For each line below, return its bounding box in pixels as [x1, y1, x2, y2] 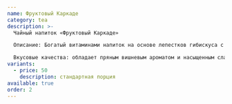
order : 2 [7, 86, 32, 93]
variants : [7, 61, 36, 67]
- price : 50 [13, 67, 48, 74]
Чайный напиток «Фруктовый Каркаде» [13, 29, 119, 37]
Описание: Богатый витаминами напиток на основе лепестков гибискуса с [13, 42, 224, 49]
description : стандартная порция [19, 73, 116, 80]
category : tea [7, 17, 48, 23]
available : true [7, 80, 54, 87]
